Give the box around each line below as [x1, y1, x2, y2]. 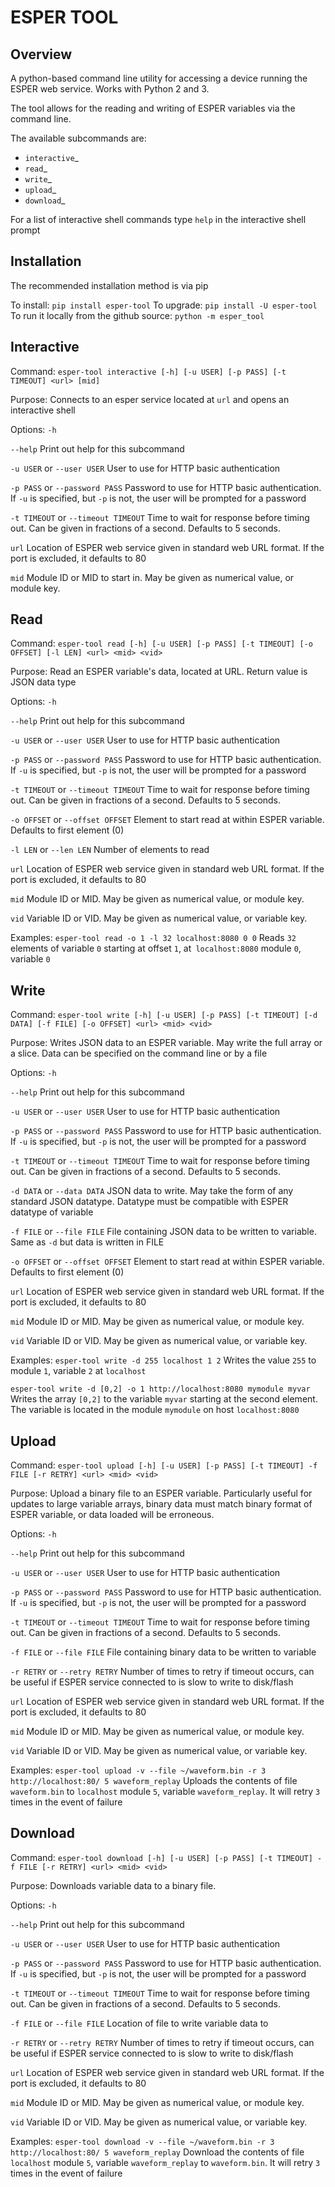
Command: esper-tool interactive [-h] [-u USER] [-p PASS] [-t [10, 365, 287, 377]
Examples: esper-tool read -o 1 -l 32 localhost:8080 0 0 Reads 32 [10, 932, 297, 944]
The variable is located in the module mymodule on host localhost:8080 [10, 1404, 300, 1416]
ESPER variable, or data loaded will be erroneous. [10, 1509, 215, 1521]
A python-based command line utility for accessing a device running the [10, 72, 308, 84]
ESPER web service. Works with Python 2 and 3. [10, 83, 210, 95]
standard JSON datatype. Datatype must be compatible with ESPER [10, 1196, 289, 1208]
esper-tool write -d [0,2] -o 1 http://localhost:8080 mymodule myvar [10, 1384, 311, 1395]
